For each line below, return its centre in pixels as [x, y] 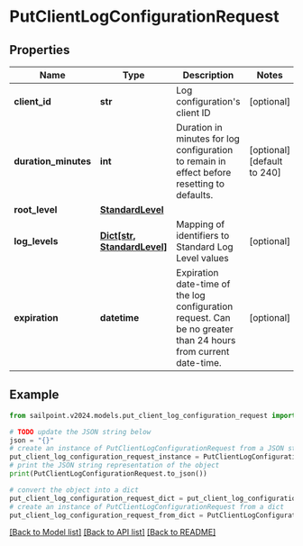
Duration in [199, 127]
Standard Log [204, 247]
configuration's [208, 101]
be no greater [205, 329]
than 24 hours [206, 340]
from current [202, 351]
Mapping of [200, 224]
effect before [203, 173]
